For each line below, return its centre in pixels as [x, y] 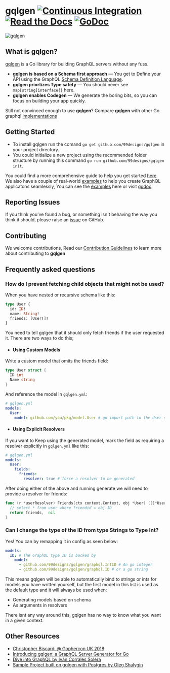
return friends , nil [33, 513]
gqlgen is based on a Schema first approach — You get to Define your [87, 74]
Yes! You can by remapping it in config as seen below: [62, 541]
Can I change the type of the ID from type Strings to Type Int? [82, 530]
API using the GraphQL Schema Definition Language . [68, 79]
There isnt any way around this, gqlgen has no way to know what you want [83, 615]
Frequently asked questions [50, 269]
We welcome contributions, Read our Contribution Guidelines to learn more [83, 248]
